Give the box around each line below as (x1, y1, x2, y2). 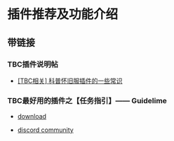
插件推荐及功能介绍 (7, 6, 119, 22)
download (17, 112, 47, 121)
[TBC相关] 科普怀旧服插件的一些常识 (17, 76, 123, 85)
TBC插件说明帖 (7, 59, 58, 69)
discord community (17, 126, 74, 134)
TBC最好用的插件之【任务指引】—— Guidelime (7, 95, 167, 105)
